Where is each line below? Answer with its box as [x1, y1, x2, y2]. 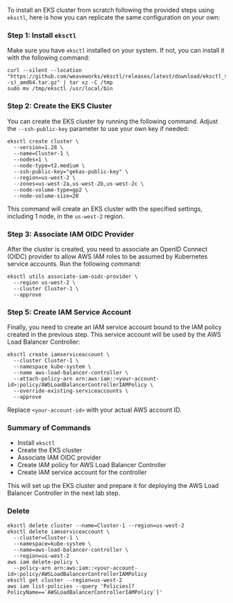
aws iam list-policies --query [7, 582, 98, 590]
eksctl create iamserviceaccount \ [7, 351, 110, 358]
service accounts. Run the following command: [7, 259, 141, 268]
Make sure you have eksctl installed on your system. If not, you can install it [7, 46, 225, 55]
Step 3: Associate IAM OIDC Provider [7, 229, 135, 238]
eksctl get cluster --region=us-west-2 [7, 577, 123, 584]
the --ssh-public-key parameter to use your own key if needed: [7, 124, 189, 132]
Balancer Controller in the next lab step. [7, 489, 121, 498]
